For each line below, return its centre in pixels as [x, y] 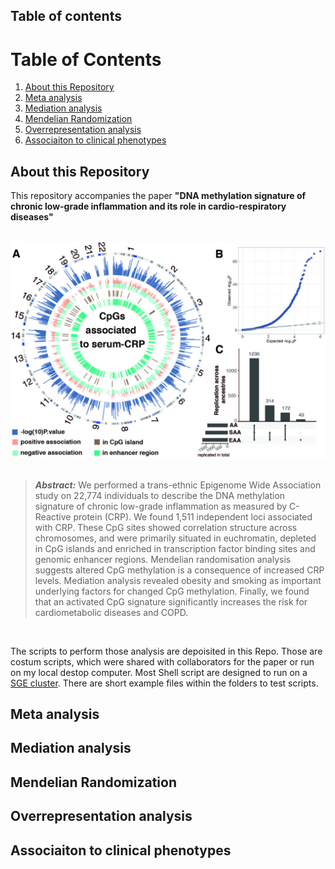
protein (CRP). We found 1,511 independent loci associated [193, 516]
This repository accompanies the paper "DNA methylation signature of [158, 196]
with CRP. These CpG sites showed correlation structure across [166, 527]
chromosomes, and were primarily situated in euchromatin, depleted [175, 538]
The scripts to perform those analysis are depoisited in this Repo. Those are [166, 651]
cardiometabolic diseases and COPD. [111, 612]
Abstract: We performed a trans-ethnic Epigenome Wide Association [178, 485]
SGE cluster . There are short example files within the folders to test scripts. [164, 683]
